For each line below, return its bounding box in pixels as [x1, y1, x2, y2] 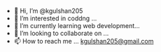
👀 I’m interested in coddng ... [13, 14, 97, 22]
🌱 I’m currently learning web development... [13, 22, 140, 30]
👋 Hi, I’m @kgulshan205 [13, 7, 83, 15]
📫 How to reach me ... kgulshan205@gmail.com [13, 37, 154, 45]
